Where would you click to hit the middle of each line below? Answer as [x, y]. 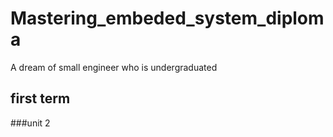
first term [40, 98]
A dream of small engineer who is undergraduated [114, 67]
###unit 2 [30, 123]
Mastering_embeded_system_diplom [167, 18]
